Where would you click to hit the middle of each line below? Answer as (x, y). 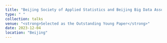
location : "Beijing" (27, 33)
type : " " (15, 14)
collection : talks (24, 19)
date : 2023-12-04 (23, 28)
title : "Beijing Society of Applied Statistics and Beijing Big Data (79, 10)
